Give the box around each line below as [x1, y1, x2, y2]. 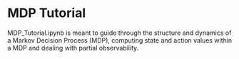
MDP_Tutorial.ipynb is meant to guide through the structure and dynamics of [7, 28, 232, 37]
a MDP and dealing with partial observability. [7, 43, 139, 52]
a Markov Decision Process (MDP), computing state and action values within [7, 36, 233, 44]
